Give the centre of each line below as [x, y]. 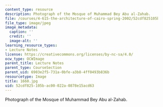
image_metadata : [21, 27]
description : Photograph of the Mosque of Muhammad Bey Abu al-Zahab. [78, 14]
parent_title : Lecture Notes [34, 63]
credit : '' [20, 37]
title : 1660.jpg [21, 81]
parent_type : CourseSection [33, 68]
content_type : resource [29, 9]
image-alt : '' [24, 41]
